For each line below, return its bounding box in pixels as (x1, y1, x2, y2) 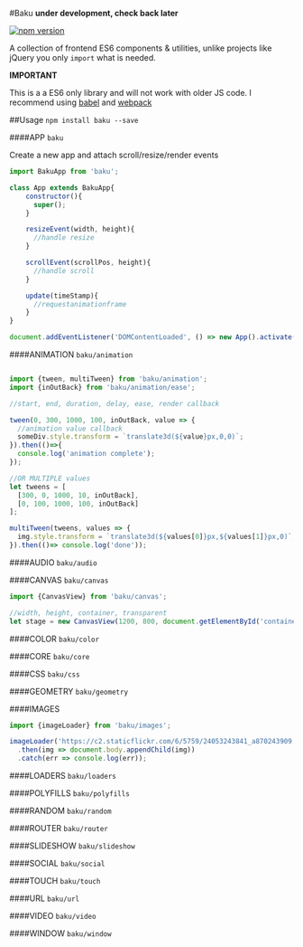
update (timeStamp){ (25, 291, 99, 300)
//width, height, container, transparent (9, 608, 168, 618)
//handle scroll (32, 266, 95, 275)
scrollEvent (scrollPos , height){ (25, 258, 151, 267)
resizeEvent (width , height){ (25, 225, 135, 234)
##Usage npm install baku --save (9, 115, 139, 125)
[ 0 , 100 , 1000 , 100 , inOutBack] (17, 499, 140, 508)
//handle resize (32, 233, 95, 242)
